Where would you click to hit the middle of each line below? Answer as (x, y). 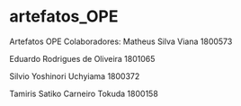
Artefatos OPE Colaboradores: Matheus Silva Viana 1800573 (121, 41)
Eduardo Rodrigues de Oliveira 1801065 (82, 58)
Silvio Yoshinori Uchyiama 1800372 (75, 76)
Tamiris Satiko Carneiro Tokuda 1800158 (84, 93)
